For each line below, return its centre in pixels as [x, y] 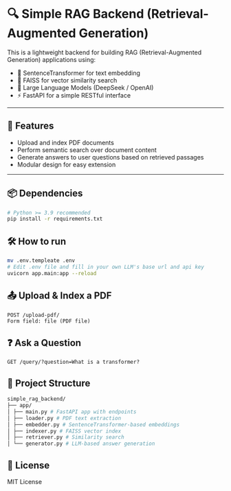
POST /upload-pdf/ [33, 315]
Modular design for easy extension [66, 164]
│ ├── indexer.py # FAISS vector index [64, 431]
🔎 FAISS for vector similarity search [67, 80]
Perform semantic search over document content [87, 150]
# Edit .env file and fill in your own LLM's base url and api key [106, 267]
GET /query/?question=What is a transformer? [73, 362]
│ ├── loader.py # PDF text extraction [64, 418]
